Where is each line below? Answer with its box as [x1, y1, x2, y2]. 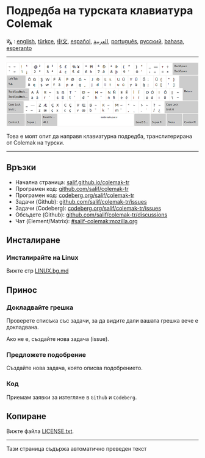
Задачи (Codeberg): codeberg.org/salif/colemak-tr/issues [15, 204, 162, 212]
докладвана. [6, 324, 39, 331]
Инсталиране [6, 235, 60, 246]
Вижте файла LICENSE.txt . [6, 428, 74, 435]
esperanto [6, 44, 32, 52]
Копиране [6, 411, 47, 421]
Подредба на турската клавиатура [6, 4, 193, 18]
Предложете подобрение [6, 351, 87, 359]
